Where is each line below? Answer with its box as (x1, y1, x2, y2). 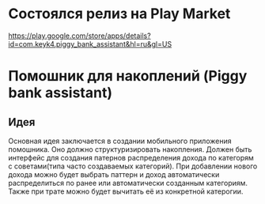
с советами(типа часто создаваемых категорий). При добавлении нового (8, 161, 258, 171)
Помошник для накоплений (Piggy (8, 67, 248, 85)
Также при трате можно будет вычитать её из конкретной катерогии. (8, 187, 244, 196)
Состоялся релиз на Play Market (8, 5, 231, 23)
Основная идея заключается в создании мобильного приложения (8, 136, 232, 145)
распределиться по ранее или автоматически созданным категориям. (8, 178, 248, 187)
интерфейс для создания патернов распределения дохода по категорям (8, 153, 255, 162)
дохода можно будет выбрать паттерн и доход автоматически (8, 169, 220, 179)
